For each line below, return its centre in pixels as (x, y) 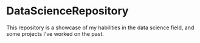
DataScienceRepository (67, 11)
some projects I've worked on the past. (55, 33)
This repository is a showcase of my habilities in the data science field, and (100, 27)
